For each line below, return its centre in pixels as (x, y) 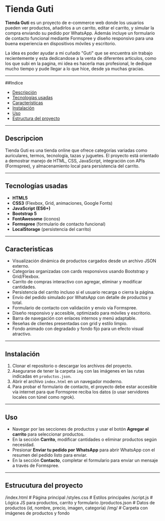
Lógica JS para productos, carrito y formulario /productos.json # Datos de (80, 502)
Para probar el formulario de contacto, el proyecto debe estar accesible (84, 387)
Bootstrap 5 (24, 213)
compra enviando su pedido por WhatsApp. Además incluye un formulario (80, 33)
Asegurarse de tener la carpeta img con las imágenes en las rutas (78, 371)
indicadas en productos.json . (42, 376)
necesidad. (24, 445)
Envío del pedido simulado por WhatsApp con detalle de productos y (82, 298)
